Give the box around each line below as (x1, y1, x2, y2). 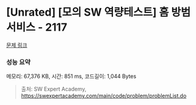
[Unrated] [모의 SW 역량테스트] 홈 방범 (6, 5, 191, 19)
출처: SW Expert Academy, (20, 85, 87, 93)
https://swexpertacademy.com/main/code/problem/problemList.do (20, 92, 187, 100)
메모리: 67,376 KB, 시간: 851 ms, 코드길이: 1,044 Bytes (6, 73, 136, 80)
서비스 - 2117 (6, 20, 67, 34)
